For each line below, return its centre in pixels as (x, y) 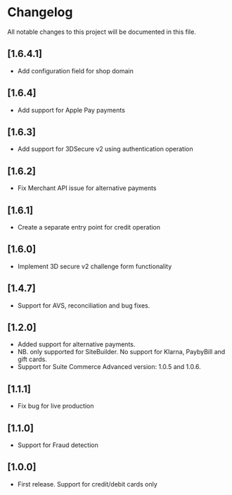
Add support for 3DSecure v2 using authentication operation (105, 149)
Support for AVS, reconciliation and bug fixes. (84, 305)
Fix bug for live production (56, 406)
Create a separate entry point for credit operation (89, 227)
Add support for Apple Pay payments (71, 110)
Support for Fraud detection (58, 445)
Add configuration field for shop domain (75, 70)
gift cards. (32, 359)
